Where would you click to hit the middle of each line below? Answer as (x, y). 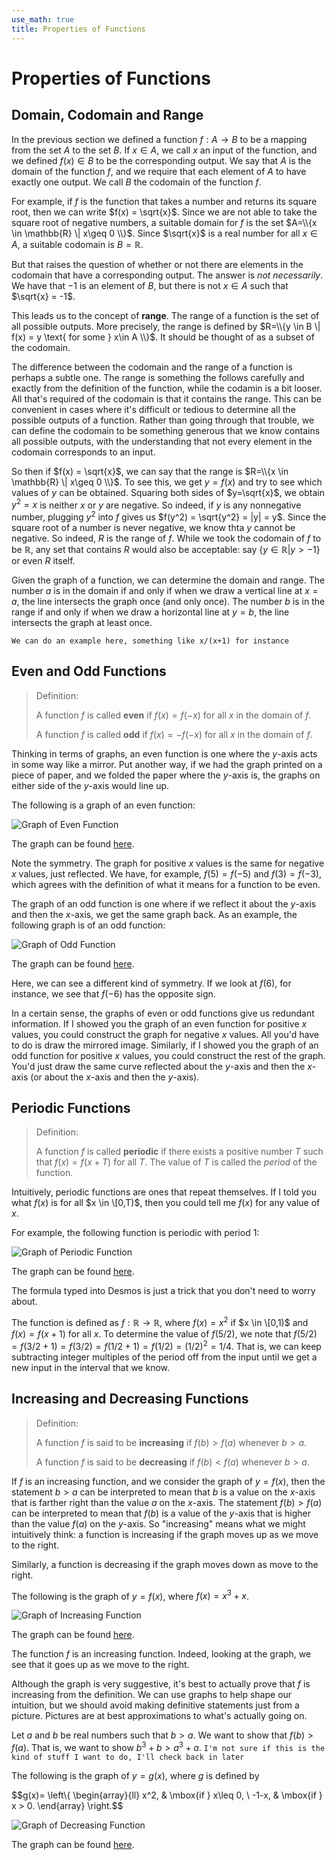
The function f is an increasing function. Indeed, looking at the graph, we (161, 1654)
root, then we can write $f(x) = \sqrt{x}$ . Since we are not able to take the (164, 212)
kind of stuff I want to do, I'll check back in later (128, 1757)
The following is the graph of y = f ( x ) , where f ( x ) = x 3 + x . (130, 1595)
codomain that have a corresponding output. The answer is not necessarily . (167, 275)
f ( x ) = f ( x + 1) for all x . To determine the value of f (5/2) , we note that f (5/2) (164, 1334)
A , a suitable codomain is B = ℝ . (77, 244)
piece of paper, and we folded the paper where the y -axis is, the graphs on (166, 775)
